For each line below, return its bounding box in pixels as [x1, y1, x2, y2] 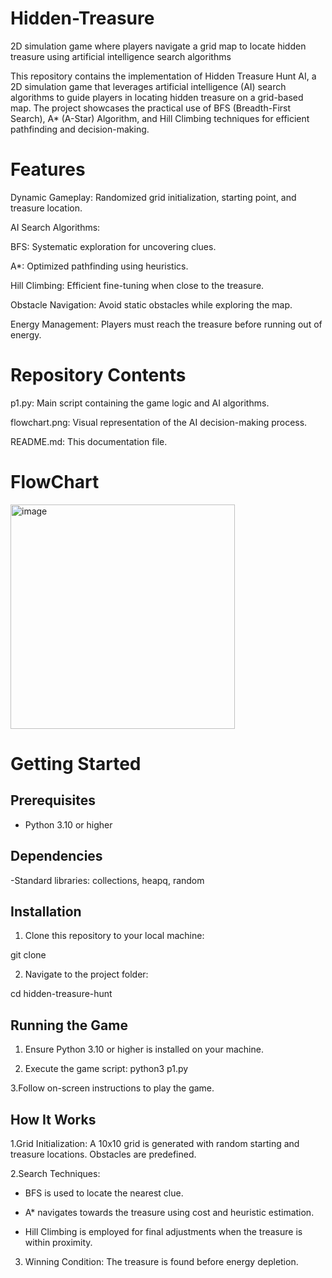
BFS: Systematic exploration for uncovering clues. [10, 240, 217, 252]
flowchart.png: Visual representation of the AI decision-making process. [10, 416, 308, 428]
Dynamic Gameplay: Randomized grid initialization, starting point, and [10, 191, 297, 203]
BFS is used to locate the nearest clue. [24, 1187, 184, 1199]
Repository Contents [10, 364, 187, 387]
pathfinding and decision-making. [10, 123, 150, 135]
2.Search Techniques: [10, 1168, 101, 1179]
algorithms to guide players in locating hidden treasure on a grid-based [10, 91, 304, 103]
